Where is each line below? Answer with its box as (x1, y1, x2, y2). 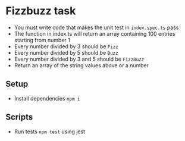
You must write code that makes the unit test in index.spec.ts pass (14, 24, 179, 31)
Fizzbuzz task (5, 4, 76, 18)
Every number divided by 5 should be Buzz (14, 49, 118, 56)
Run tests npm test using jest (14, 128, 86, 135)
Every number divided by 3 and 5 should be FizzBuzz (14, 55, 145, 62)
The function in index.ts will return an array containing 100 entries (14, 30, 175, 37)
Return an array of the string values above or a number (14, 61, 149, 69)
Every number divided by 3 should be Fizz (14, 43, 118, 50)
